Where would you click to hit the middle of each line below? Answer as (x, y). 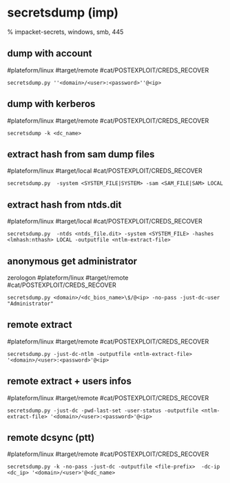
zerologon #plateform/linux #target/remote (68, 278)
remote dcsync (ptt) (51, 438)
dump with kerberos (51, 104)
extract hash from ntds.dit (64, 205)
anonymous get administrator (72, 261)
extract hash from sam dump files (81, 154)
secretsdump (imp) (63, 13)
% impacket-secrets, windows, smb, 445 (65, 32)
